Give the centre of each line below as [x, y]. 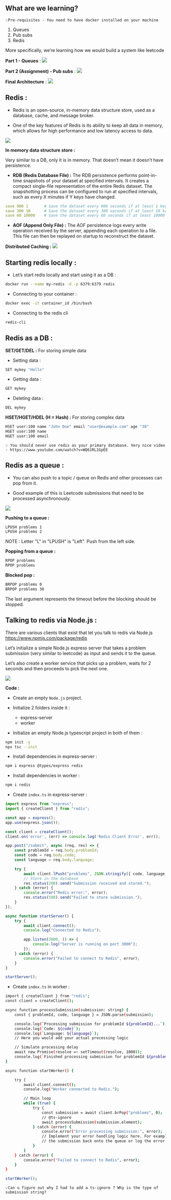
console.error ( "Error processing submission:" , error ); [102, 1132]
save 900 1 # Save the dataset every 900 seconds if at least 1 [82, 206]
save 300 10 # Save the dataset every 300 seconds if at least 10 [83, 211]
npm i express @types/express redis [44, 766]
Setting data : [27, 360]
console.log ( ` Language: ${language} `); [57, 1033]
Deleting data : [28, 398]
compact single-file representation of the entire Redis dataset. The [82, 186]
